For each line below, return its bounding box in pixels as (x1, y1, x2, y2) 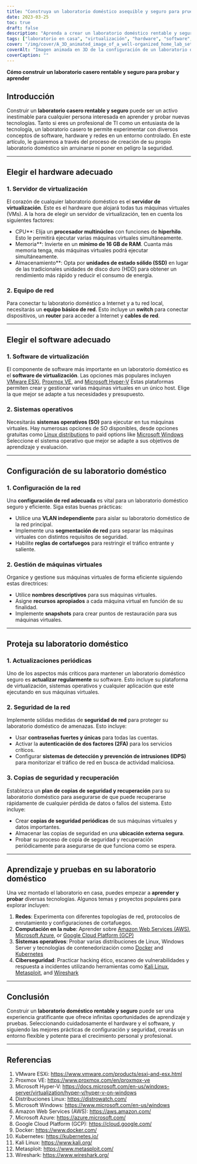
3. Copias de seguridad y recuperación (6, 774, 119, 782)
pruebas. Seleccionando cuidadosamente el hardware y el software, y (6, 1020, 175, 1027)
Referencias (6, 1055, 52, 1065)
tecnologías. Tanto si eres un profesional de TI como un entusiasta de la (6, 120, 180, 127)
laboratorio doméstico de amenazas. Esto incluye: (6, 723, 127, 730)
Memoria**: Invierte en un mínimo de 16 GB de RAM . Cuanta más (15, 241, 173, 248)
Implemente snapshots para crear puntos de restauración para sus (15, 610, 177, 617)
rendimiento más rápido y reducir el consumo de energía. (15, 272, 154, 279)
